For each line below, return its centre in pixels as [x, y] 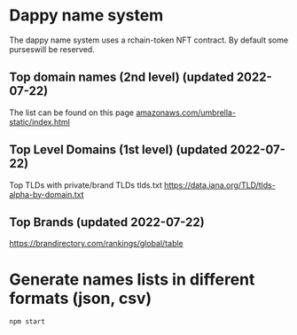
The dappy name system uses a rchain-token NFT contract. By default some [149, 40]
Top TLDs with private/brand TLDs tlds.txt [86, 185]
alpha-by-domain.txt [47, 194]
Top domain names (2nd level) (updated [122, 78]
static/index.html [40, 121]
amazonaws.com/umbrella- [186, 113]
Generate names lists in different [132, 279]
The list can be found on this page [72, 113]
